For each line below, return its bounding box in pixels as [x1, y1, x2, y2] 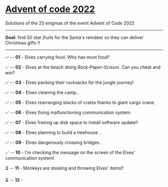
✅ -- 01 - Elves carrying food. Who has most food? [5, 54, 110, 60]
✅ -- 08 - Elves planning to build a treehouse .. [5, 129, 102, 135]
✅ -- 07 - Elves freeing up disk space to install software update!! [5, 119, 138, 125]
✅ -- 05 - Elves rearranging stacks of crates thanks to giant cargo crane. [5, 99, 155, 105]
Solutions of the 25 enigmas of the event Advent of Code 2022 [5, 20, 135, 26]
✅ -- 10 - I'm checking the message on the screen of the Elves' [5, 149, 135, 155]
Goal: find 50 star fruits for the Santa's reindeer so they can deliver [5, 34, 144, 40]
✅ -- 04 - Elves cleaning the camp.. [5, 89, 79, 95]
